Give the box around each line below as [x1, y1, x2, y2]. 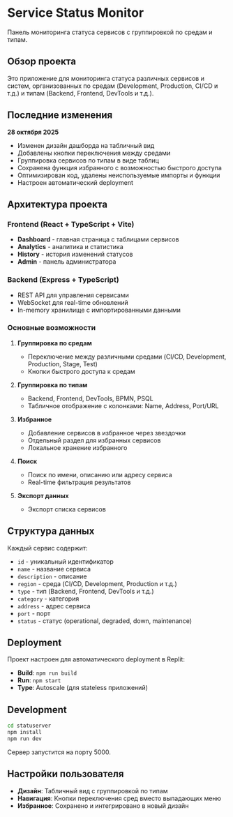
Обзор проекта [7, 56, 77, 68]
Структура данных [7, 525, 95, 537]
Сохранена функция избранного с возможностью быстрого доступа [17, 163, 222, 172]
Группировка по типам [17, 380, 88, 389]
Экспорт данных [17, 491, 69, 500]
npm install [7, 729, 42, 736]
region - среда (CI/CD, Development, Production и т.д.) [17, 579, 177, 587]
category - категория [17, 594, 80, 603]
